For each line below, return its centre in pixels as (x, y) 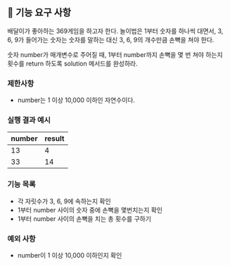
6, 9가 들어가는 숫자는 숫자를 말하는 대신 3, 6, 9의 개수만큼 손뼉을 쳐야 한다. (111, 39)
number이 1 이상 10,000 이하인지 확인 (70, 255)
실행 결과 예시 (29, 120)
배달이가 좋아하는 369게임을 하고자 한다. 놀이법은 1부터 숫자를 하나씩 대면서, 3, (115, 31)
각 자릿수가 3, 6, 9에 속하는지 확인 (64, 201)
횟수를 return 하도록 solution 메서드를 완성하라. (72, 63)
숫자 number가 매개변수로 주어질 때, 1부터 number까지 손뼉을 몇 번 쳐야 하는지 (115, 54)
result (55, 139)
